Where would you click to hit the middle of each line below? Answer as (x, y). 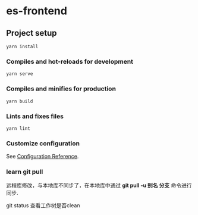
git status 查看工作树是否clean (43, 205)
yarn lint (18, 128)
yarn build (20, 101)
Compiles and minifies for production (61, 89)
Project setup (32, 33)
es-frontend (37, 11)
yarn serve (20, 74)
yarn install (22, 46)
